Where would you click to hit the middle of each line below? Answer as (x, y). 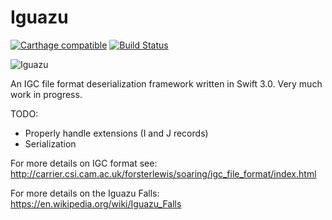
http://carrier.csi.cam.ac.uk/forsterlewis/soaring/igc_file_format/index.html (163, 173)
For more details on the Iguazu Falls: (85, 193)
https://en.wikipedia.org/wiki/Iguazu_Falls (96, 203)
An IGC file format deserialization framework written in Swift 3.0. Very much (166, 83)
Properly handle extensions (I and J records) (116, 133)
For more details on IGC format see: (84, 163)
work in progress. (46, 94)
